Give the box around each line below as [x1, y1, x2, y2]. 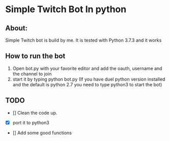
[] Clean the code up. [12, 110, 58, 116]
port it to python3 [12, 119, 49, 125]
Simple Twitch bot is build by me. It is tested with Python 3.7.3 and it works [5, 37, 162, 43]
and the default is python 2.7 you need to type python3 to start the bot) [12, 81, 162, 87]
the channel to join [12, 70, 52, 77]
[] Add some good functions [12, 129, 72, 135]
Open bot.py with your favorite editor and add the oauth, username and [12, 65, 162, 72]
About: [5, 24, 28, 32]
